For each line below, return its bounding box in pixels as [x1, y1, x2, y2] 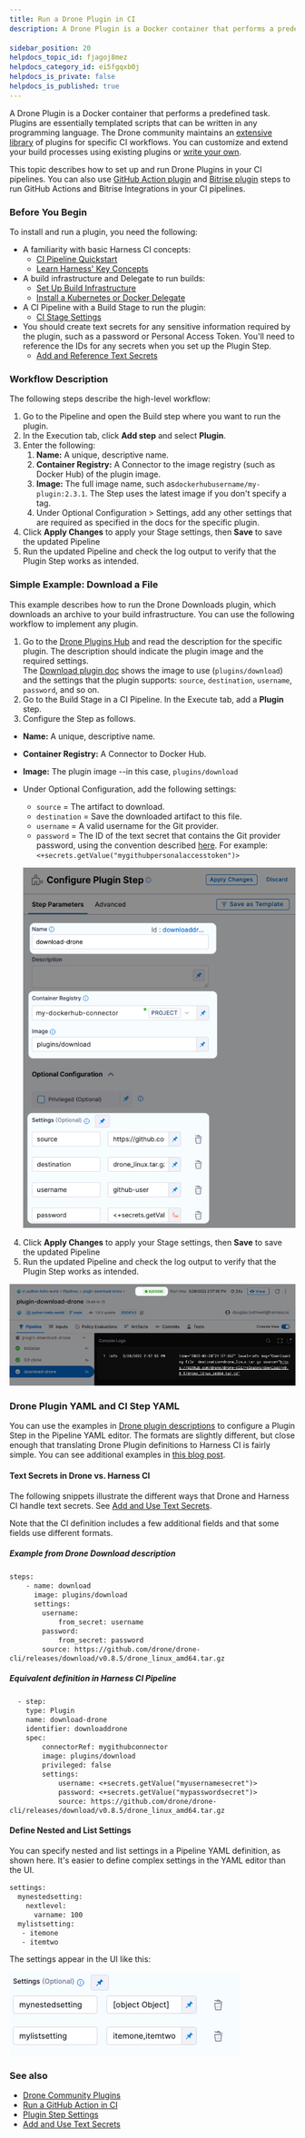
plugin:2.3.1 [35, 490, 86, 499]
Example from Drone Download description [9, 1548, 176, 1559]
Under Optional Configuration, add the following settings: [22, 783, 237, 794]
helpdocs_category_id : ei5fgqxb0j [9, 63, 141, 72]
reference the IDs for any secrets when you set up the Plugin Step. [22, 340, 272, 351]
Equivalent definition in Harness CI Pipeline [9, 1673, 177, 1684]
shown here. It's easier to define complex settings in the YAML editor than [9, 1855, 286, 1866]
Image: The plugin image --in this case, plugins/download [22, 765, 239, 776]
